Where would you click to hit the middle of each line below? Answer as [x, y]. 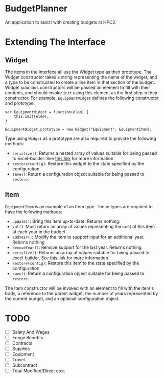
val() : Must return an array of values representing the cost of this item [83, 226]
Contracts [22, 343]
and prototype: [20, 103]
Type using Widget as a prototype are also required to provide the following [81, 138]
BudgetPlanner [36, 9]
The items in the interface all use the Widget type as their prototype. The [78, 72]
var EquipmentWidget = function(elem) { [47, 112]
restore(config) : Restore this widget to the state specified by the [78, 163]
